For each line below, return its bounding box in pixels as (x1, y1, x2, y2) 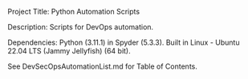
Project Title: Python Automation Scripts (7, 7, 140, 16)
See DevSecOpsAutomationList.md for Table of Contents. (7, 61, 197, 71)
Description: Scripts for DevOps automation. (7, 22, 154, 31)
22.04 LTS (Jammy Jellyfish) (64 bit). (7, 46, 131, 55)
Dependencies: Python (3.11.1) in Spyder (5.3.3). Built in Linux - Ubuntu (7, 38, 240, 47)
